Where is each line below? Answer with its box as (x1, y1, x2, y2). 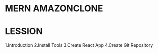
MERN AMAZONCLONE (5, 3, 103, 14)
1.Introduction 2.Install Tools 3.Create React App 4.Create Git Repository (5, 42, 153, 48)
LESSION (5, 26, 43, 37)
